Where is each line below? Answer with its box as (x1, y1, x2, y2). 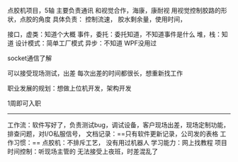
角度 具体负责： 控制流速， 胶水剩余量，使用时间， (38, 15, 186, 23)
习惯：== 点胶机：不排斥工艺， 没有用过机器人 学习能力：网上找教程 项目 (13, 139, 228, 146)
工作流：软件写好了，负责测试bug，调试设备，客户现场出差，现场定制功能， (7, 121, 230, 129)
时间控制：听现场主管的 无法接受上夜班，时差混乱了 (7, 147, 158, 156)
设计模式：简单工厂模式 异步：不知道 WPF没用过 (15, 39, 157, 47)
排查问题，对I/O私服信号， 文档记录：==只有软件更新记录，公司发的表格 (7, 129, 218, 138)
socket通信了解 (7, 54, 52, 62)
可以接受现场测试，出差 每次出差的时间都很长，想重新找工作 (7, 69, 183, 77)
